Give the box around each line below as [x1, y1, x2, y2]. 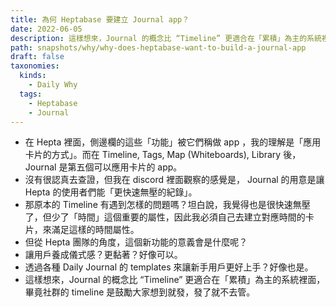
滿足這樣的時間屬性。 [51, 224, 140, 236]
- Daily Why [28, 80, 78, 90]
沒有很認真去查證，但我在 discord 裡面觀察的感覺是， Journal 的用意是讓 [24, 174, 325, 186]
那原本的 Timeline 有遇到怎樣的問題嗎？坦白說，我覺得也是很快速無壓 [24, 199, 311, 211]
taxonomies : [10, 61, 60, 71]
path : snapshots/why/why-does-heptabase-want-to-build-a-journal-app [10, 42, 307, 53]
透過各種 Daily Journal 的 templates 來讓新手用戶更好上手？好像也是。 [24, 261, 314, 273]
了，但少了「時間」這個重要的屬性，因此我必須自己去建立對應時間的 [24, 211, 306, 223]
